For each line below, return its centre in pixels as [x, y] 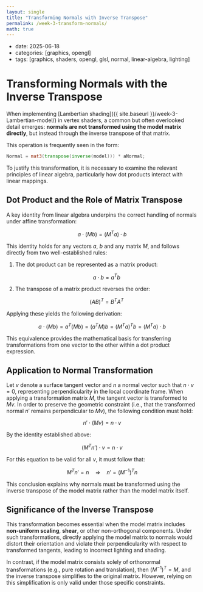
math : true [20, 29]
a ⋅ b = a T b [106, 276]
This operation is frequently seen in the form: [63, 145]
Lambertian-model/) [31, 120]
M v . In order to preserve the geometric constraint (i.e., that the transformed [101, 405]
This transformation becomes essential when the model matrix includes [96, 524]
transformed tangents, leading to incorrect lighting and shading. [86, 550]
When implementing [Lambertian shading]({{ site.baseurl [77, 114]
